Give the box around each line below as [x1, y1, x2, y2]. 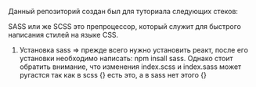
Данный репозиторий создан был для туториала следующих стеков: [8, 7, 239, 16]
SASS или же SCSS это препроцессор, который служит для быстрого [8, 22, 241, 31]
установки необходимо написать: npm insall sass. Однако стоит [19, 54, 233, 63]
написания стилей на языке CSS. [8, 31, 119, 39]
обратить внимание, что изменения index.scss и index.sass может [19, 62, 242, 71]
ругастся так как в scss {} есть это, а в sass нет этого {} [19, 71, 207, 79]
